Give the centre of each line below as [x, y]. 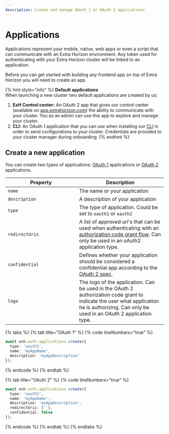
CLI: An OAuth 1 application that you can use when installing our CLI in [85, 126]
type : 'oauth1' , [27, 346]
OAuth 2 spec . [96, 274]
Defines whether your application [118, 255]
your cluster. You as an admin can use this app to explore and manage [85, 115]
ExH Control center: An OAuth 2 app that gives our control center [80, 105]
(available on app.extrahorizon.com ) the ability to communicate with [83, 110]
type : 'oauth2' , [27, 394]
